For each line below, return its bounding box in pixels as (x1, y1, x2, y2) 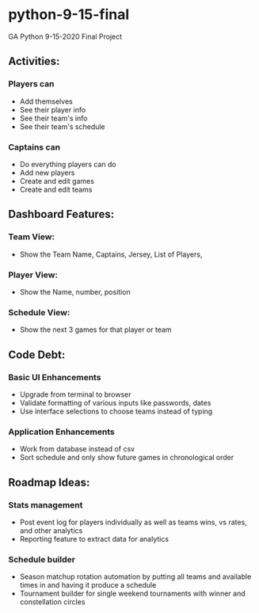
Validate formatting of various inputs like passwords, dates (19, 398, 211, 407)
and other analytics (19, 525, 83, 535)
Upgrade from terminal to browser (19, 390, 132, 399)
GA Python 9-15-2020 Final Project (8, 32, 123, 41)
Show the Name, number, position (19, 287, 131, 296)
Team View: (8, 231, 55, 242)
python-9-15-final (8, 6, 130, 24)
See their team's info (19, 113, 88, 123)
